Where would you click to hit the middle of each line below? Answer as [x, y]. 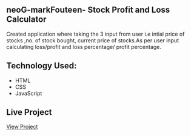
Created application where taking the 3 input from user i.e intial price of [95, 34]
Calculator [26, 20]
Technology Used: [42, 66]
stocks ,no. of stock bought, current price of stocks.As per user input [93, 40]
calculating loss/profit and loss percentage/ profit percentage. [84, 47]
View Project [22, 127]
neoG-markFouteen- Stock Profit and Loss [88, 10]
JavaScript [28, 93]
